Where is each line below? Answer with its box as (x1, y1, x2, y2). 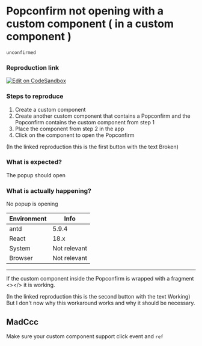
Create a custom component (14, 106, 86, 113)
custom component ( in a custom (6, 17, 174, 31)
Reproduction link (6, 63, 60, 71)
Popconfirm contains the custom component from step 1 (14, 118, 155, 126)
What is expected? (6, 158, 62, 166)
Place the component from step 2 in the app (14, 125, 124, 132)
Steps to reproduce (6, 92, 64, 100)
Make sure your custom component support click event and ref (6, 332, 164, 340)
